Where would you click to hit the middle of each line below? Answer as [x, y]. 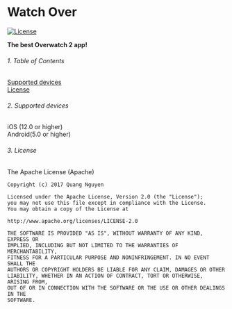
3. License [22, 150]
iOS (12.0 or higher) [35, 127]
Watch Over [42, 12]
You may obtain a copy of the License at [68, 209]
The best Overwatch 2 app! [48, 44]
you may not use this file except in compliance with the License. [107, 203]
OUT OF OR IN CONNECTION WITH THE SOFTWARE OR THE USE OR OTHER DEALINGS [116, 288]
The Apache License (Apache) [51, 172]
